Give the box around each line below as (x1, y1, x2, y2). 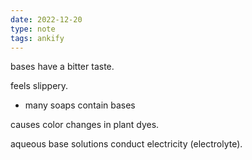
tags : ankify (10, 33, 65, 43)
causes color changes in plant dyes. (10, 119, 160, 131)
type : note (10, 24, 56, 34)
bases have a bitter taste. (10, 61, 115, 73)
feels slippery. (10, 80, 69, 92)
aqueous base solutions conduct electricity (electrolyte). (10, 138, 243, 150)
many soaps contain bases (24, 99, 136, 111)
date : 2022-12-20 (10, 14, 83, 25)
